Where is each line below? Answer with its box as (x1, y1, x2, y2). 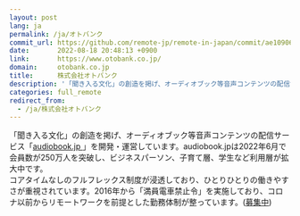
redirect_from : (9, 96, 66, 105)
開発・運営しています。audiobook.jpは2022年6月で (97, 141, 287, 152)
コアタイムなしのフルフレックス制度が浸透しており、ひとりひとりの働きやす (9, 175, 290, 186)
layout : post (9, 12, 58, 22)
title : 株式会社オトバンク (9, 71, 118, 80)
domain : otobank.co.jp (9, 63, 110, 72)
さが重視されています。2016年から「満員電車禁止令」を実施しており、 (9, 186, 268, 196)
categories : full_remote (9, 87, 102, 96)
